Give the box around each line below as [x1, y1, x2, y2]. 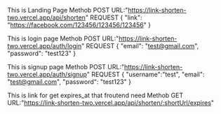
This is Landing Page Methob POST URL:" [7, 6, 128, 14]
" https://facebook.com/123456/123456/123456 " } [7, 21, 152, 29]
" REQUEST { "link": [85, 13, 142, 22]
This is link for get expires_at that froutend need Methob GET [7, 91, 184, 99]
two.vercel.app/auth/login [7, 42, 82, 50]
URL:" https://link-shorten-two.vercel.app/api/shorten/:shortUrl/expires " [7, 99, 215, 107]
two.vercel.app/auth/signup [7, 70, 88, 78]
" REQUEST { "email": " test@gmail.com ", [81, 42, 199, 50]
